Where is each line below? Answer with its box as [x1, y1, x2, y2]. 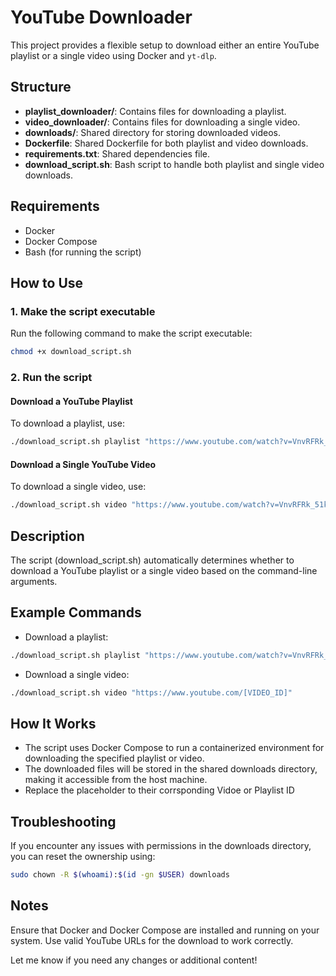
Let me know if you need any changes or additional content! [10, 954, 258, 966]
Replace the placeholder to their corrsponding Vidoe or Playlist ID [24, 784, 295, 796]
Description [10, 527, 85, 545]
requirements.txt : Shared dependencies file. [24, 147, 211, 160]
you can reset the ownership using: [10, 851, 156, 863]
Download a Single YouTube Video [10, 458, 157, 470]
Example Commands [10, 604, 142, 621]
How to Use [10, 274, 84, 291]
